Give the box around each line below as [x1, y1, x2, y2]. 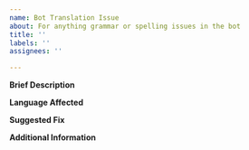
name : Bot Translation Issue [9, 13, 120, 23]
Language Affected [9, 97, 84, 108]
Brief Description [9, 80, 75, 90]
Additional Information [9, 132, 97, 143]
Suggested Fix [9, 115, 65, 126]
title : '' [9, 30, 47, 39]
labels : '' [9, 38, 51, 48]
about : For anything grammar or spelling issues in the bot [9, 22, 242, 31]
